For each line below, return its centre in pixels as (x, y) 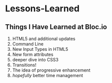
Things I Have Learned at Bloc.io (56, 27)
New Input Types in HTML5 (40, 49)
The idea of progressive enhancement (51, 70)
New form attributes (33, 54)
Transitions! (24, 65)
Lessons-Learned (42, 9)
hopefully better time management (48, 75)
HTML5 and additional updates (44, 39)
